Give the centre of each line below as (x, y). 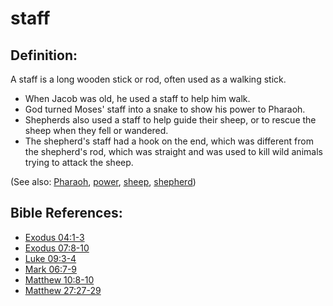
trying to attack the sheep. (79, 162)
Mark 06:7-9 (51, 269)
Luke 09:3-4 (50, 258)
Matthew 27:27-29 (63, 290)
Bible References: (66, 213)
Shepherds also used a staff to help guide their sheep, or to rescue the (170, 120)
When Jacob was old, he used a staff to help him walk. (137, 98)
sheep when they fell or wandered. (96, 130)
